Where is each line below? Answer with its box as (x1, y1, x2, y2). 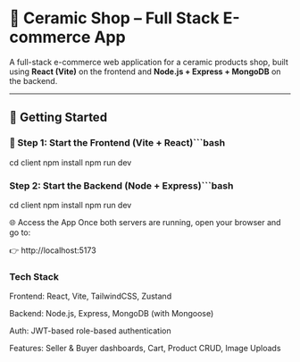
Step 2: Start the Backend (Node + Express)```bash (9, 179, 234, 191)
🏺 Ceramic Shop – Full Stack (9, 8, 221, 29)
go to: (9, 227, 31, 238)
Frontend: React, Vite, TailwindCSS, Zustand (9, 290, 172, 302)
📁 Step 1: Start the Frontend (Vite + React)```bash (9, 137, 226, 149)
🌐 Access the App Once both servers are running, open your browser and (9, 216, 281, 227)
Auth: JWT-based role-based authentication (9, 325, 171, 336)
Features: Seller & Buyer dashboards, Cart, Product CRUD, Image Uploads (9, 343, 281, 354)
